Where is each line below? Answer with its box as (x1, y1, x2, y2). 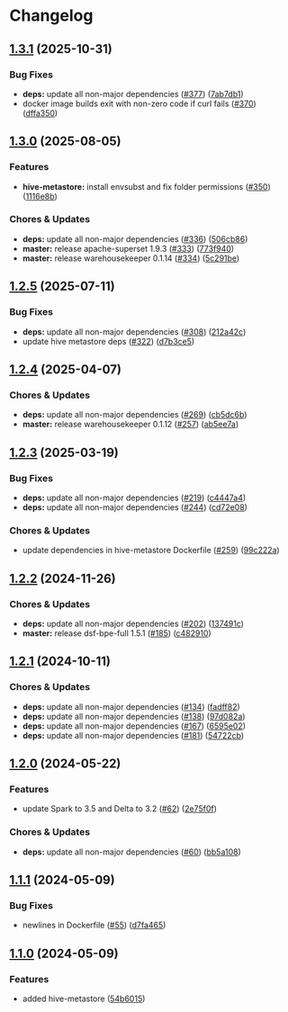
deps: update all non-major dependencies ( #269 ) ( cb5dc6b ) (22, 409, 247, 420)
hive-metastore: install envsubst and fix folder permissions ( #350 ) (22, 181, 272, 192)
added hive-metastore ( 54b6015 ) (22, 993, 146, 1004)
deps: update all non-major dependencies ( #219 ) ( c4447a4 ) (22, 492, 247, 503)
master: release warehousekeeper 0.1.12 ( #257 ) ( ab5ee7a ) (22, 419, 239, 430)
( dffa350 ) (22, 107, 58, 118)
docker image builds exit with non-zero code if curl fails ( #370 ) (22, 98, 256, 109)
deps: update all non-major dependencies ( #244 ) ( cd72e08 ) (22, 501, 247, 513)
